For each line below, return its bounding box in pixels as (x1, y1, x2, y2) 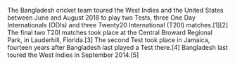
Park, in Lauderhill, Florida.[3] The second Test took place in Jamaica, (7, 36, 210, 44)
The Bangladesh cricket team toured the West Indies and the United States (7, 6, 224, 14)
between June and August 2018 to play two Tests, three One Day (7, 13, 196, 22)
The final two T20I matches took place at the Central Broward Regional (7, 28, 213, 37)
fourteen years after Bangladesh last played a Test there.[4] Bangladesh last (7, 44, 229, 51)
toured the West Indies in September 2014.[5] (7, 51, 139, 59)
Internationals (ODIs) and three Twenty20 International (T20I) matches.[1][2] (7, 21, 229, 29)
